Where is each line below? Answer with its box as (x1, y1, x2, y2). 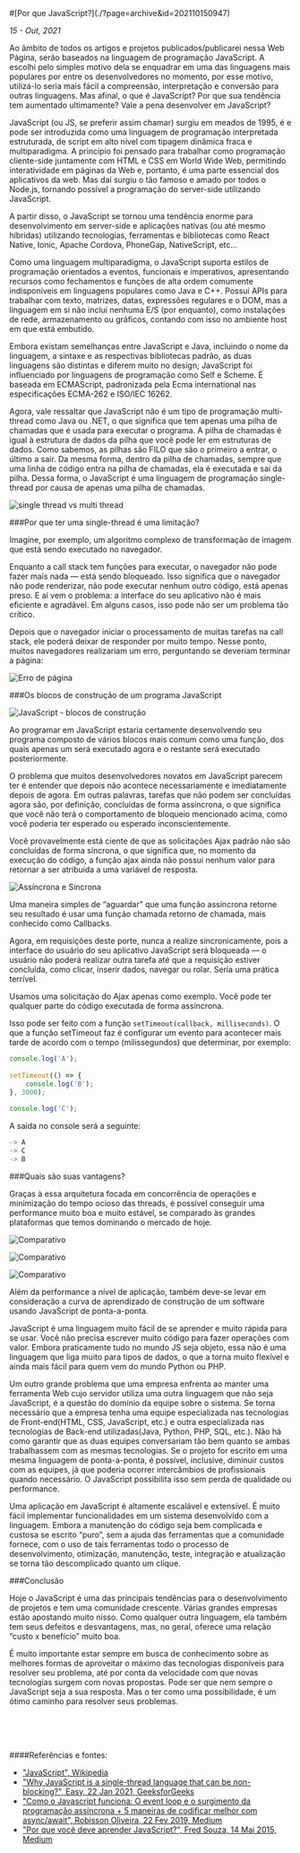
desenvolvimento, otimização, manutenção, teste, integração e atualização (9, 1548, 286, 1559)
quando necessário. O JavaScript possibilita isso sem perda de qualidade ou (9, 1473, 292, 1484)
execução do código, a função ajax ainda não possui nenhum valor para (9, 855, 276, 865)
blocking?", (21, 1786, 64, 1796)
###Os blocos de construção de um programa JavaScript (9, 690, 222, 700)
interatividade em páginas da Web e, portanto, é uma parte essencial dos (9, 165, 279, 175)
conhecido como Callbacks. (9, 918, 112, 929)
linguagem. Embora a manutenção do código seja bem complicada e (9, 1519, 262, 1530)
